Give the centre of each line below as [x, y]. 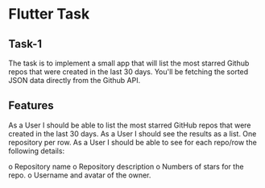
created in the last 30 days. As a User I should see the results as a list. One [132, 133]
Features [31, 106]
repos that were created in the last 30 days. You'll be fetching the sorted [128, 72]
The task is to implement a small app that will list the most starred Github [129, 63]
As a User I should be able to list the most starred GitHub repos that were [130, 125]
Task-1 [25, 44]
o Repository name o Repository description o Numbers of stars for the [126, 166]
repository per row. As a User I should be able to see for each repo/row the [133, 142]
